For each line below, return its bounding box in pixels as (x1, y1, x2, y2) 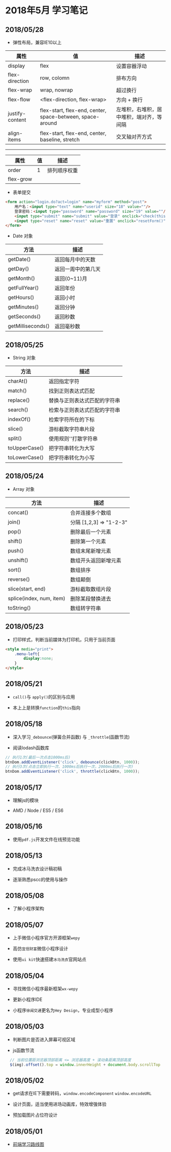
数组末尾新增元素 (70, 547, 111, 554)
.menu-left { (14, 651, 40, 657)
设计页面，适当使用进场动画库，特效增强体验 (12, 1101, 107, 1107)
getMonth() (8, 275, 36, 282)
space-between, (40, 113, 80, 120)
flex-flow (8, 96, 31, 103)
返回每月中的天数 (54, 256, 96, 263)
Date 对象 (12, 233, 33, 239)
